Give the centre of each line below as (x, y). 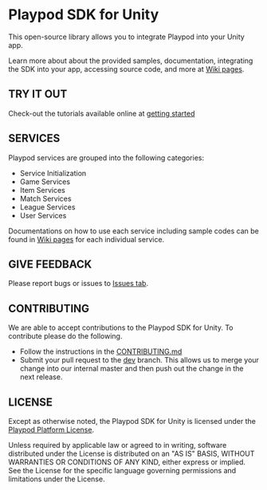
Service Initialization (53, 173)
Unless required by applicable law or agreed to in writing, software (118, 445)
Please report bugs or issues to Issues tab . (79, 284)
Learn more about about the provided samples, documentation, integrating (131, 61)
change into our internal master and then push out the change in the (132, 369)
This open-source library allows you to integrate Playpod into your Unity (126, 37)
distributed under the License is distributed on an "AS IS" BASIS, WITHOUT (132, 453)
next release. (41, 377)
